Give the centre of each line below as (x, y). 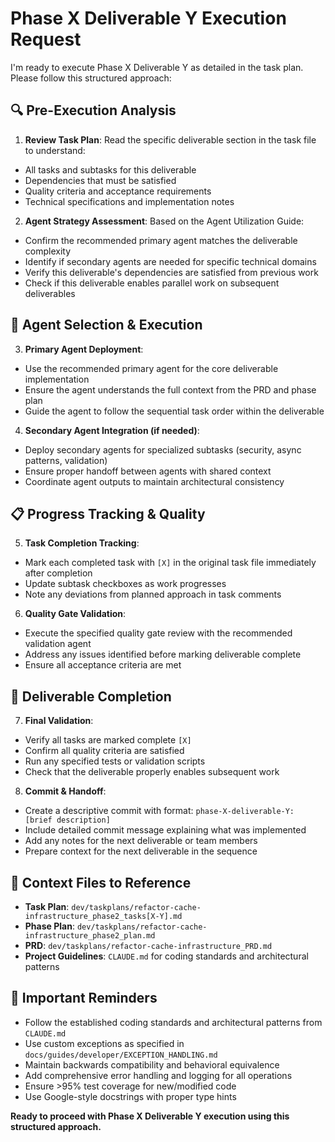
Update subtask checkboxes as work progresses (125, 584)
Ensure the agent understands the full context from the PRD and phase (170, 389)
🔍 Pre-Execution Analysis (93, 110)
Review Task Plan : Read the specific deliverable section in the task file (170, 139)
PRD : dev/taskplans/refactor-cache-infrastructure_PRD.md (148, 945)
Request (46, 39)
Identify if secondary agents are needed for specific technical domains (170, 261)
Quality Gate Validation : (75, 614)
